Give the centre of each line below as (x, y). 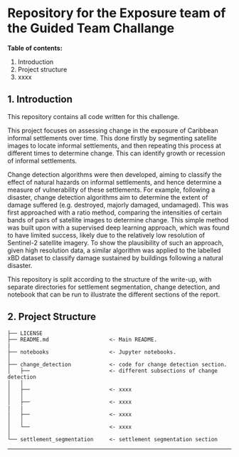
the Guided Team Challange (91, 28)
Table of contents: (35, 48)
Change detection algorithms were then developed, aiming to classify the (115, 174)
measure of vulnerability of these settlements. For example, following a (111, 190)
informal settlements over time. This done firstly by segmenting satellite (112, 138)
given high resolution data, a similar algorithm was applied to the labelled (114, 250)
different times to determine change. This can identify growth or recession (116, 153)
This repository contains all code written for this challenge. (94, 116)
